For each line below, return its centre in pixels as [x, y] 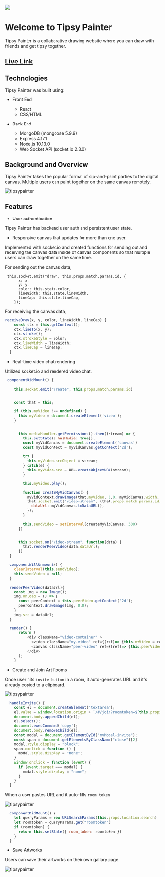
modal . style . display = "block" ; [47, 744]
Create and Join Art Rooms [40, 670]
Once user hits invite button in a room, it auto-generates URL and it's [76, 679]
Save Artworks [27, 850]
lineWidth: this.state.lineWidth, [54, 293]
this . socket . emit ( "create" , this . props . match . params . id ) [73, 389]
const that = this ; [34, 403]
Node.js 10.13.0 [35, 144]
